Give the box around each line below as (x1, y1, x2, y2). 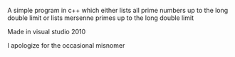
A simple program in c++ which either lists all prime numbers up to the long (7, 6, 229, 14)
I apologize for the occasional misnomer (7, 41, 125, 49)
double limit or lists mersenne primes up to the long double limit (7, 14, 194, 22)
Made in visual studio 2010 (7, 28, 86, 36)
